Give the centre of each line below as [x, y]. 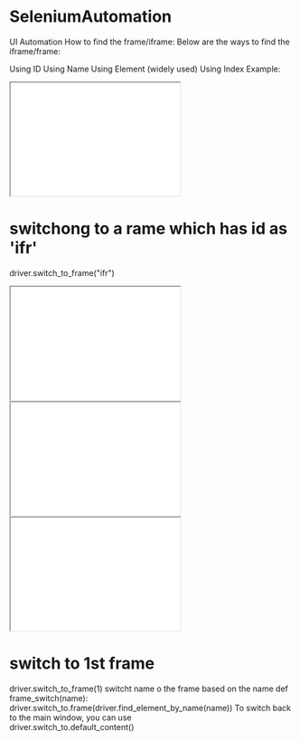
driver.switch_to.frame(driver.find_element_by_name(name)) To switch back [150, 708]
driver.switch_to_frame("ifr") [62, 272]
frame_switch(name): [49, 698]
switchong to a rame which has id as [148, 229]
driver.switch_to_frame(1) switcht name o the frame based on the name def [149, 689]
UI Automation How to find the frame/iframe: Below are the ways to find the [150, 42]
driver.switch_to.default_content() [72, 727]
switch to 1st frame [82, 664]
